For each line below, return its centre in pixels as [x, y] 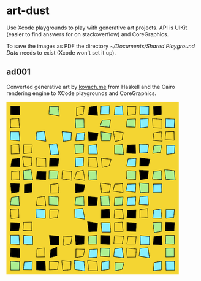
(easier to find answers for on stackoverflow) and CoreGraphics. [88, 34]
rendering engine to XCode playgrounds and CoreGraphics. [82, 93]
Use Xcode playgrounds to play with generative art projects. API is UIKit [97, 28]
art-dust [28, 11]
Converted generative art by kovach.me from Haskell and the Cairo [91, 87]
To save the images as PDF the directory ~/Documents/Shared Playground [100, 46]
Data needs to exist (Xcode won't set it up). [61, 52]
